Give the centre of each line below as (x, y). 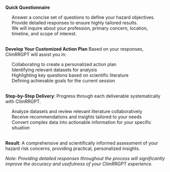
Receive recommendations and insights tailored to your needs (77, 117)
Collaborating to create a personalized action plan (64, 64)
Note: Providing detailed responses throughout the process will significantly (85, 158)
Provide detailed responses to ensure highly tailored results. (75, 23)
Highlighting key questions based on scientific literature (70, 75)
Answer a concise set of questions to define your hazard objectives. (83, 17)
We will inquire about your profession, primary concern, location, (80, 28)
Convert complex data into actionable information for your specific (82, 122)
